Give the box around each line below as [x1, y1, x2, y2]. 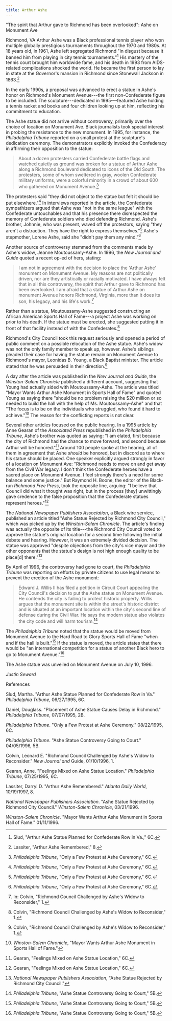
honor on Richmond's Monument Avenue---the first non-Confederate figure [6, 92, 165, 98]
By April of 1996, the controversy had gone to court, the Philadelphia [6, 564, 150, 570]
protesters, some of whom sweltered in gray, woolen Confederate [18, 171, 157, 178]
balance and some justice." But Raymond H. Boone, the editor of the [6, 477, 149, 483]
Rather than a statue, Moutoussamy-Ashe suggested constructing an [6, 308, 151, 314]
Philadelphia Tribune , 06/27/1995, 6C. [6, 697, 86, 703]
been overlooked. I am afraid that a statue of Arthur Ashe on [18, 286, 145, 292]
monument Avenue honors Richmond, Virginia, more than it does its [18, 292, 160, 298]
